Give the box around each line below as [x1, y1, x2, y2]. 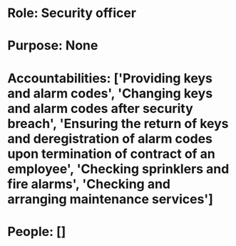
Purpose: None [7, 38, 98, 54]
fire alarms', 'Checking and [7, 176, 171, 192]
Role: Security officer [7, 5, 137, 21]
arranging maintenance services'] [7, 191, 214, 207]
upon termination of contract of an [7, 146, 216, 161]
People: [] [7, 223, 66, 240]
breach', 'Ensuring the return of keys [7, 115, 229, 132]
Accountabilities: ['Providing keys [7, 70, 212, 86]
